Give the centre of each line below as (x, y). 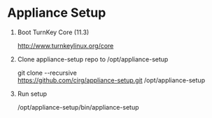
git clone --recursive (47, 73)
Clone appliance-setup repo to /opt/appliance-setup (93, 59)
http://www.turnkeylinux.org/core (65, 45)
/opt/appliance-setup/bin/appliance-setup (78, 107)
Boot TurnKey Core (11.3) (53, 32)
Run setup (32, 94)
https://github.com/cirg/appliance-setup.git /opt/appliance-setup (111, 80)
